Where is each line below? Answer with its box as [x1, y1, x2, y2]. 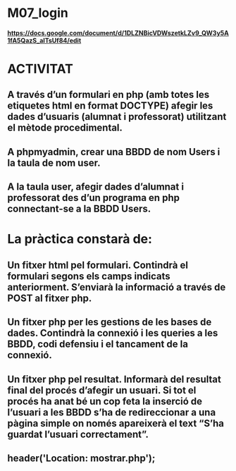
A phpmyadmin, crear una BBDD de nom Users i [7, 146, 221, 158]
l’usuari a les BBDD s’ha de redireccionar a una [7, 406, 216, 418]
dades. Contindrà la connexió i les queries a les [7, 327, 218, 339]
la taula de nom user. [7, 157, 101, 169]
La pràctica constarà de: [7, 231, 153, 247]
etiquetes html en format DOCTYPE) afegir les [7, 100, 213, 112]
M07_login [7, 5, 69, 21]
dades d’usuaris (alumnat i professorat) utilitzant [7, 111, 227, 123]
